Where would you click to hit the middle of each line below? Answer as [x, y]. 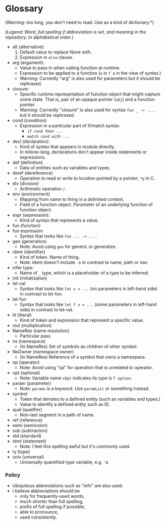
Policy [13, 475]
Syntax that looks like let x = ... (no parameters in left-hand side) [88, 288]
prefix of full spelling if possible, [53, 507]
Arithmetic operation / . [43, 189]
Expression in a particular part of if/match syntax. [70, 125]
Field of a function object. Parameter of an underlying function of [86, 204]
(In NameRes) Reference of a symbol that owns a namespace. [83, 357]
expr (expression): [31, 215]
